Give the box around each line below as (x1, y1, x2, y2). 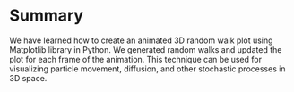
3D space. (9, 72, 48, 83)
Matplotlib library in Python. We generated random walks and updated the (9, 44, 282, 54)
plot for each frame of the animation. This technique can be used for (9, 54, 263, 64)
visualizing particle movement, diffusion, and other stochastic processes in (9, 63, 286, 74)
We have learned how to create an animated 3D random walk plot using (9, 35, 273, 46)
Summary (9, 5, 83, 26)
